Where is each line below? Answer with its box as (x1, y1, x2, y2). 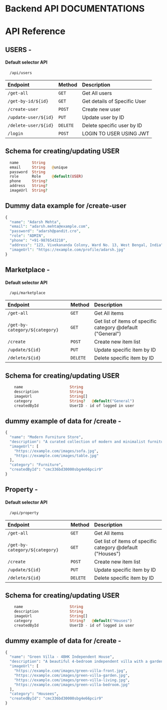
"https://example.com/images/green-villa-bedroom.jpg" (14, 682, 130, 687)
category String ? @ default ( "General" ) (14, 398, 135, 403)
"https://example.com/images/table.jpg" (14, 453, 99, 458)
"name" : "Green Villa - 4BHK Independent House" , (9, 654, 114, 659)
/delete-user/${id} (7, 122, 54, 128)
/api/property (9, 510, 39, 515)
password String (9, 170, 46, 175)
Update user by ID (82, 114, 124, 121)
